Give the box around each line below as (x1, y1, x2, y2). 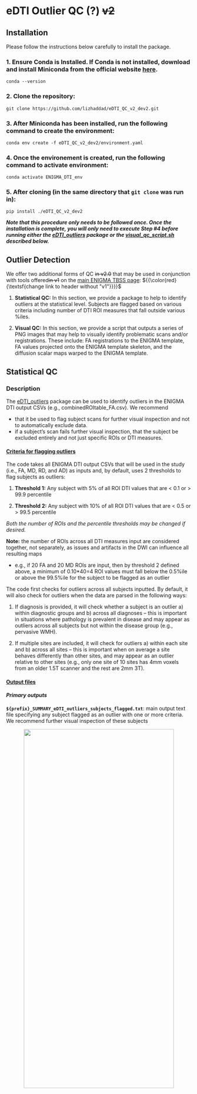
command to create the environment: (6, 127, 115, 135)
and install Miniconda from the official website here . (6, 65, 158, 73)
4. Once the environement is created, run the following (6, 153, 166, 161)
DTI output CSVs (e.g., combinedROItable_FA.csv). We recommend (6, 404, 169, 411)
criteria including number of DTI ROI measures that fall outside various (14, 307, 185, 314)
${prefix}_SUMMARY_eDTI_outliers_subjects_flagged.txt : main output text (6, 705, 186, 712)
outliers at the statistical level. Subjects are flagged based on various (14, 300, 182, 308)
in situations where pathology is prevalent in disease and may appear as (14, 616, 190, 623)
